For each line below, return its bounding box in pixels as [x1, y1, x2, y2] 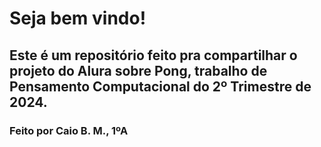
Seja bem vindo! [9, 7, 147, 30]
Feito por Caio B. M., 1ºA [9, 123, 129, 137]
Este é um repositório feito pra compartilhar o [9, 47, 298, 64]
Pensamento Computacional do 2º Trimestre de [9, 78, 312, 95]
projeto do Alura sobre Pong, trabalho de [9, 62, 268, 79]
